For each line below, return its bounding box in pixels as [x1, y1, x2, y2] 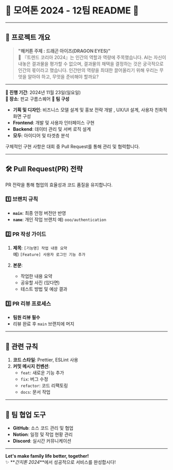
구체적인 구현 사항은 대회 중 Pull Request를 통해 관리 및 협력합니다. [5, 143, 140, 149]
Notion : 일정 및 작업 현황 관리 [12, 431, 73, 438]
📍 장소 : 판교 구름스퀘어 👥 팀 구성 [5, 96, 70, 102]
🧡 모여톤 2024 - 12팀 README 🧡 [5, 5, 139, 16]
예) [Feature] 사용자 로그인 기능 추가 [12, 251, 86, 257]
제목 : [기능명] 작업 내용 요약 [12, 245, 67, 251]
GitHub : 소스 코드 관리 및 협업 [12, 425, 74, 431]
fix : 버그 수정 [20, 376, 48, 382]
